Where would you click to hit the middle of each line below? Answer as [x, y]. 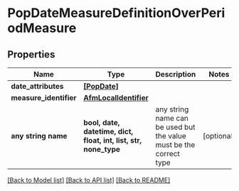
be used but [175, 127]
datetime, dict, [108, 131]
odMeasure [42, 28]
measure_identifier [44, 98]
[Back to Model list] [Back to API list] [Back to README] [89, 180]
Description [176, 74]
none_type [102, 149]
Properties [31, 54]
